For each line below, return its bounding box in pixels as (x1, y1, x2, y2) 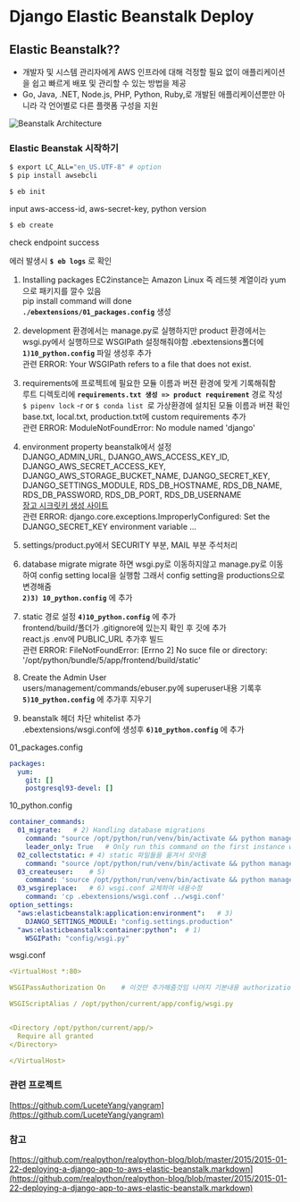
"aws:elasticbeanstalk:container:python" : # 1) (17, 925, 202, 935)
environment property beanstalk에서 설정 (21, 441, 172, 452)
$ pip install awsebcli (9, 172, 98, 181)
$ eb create (9, 221, 54, 230)
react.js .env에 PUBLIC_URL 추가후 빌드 (21, 633, 164, 644)
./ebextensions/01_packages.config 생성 (21, 306, 171, 316)
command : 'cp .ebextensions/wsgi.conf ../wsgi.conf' (25, 892, 226, 902)
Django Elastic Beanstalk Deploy (9, 6, 254, 27)
